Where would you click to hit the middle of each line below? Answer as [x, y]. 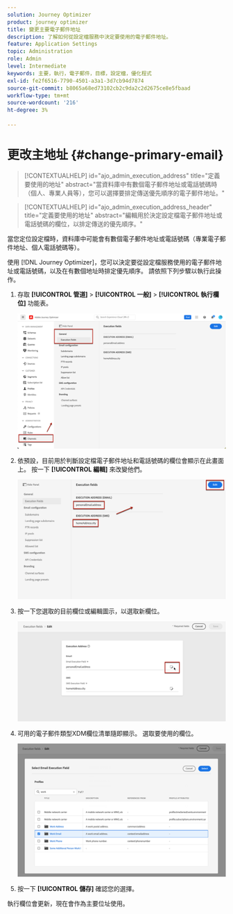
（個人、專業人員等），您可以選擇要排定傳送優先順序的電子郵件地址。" [124, 193]
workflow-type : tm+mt [38, 95]
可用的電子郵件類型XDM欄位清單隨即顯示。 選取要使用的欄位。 [107, 733]
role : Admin [24, 59]
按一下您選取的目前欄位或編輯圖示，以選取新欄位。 [90, 611]
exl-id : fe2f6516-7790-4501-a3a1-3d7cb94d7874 [76, 81]
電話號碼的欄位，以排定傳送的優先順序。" [84, 223]
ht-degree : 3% [28, 110]
